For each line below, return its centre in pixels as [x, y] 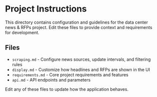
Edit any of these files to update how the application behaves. [67, 89]
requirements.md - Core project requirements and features [70, 75]
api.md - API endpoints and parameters [51, 80]
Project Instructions [46, 9]
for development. [22, 32]
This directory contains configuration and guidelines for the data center [77, 22]
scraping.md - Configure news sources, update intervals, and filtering [81, 59]
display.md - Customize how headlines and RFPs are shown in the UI [81, 69]
